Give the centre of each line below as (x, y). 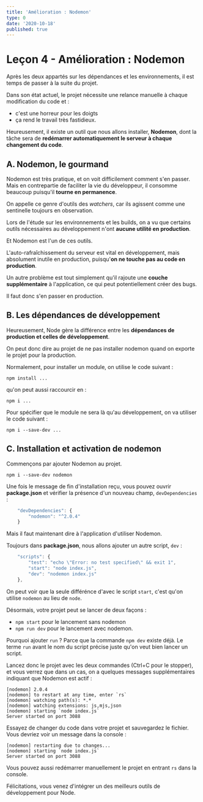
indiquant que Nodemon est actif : (49, 678)
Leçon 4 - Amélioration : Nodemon (96, 60)
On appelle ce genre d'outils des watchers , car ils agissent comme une (96, 204)
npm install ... (27, 378)
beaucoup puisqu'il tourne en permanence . (62, 192)
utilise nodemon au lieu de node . (44, 598)
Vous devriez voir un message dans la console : (66, 734)
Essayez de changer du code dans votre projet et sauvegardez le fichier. (98, 728)
